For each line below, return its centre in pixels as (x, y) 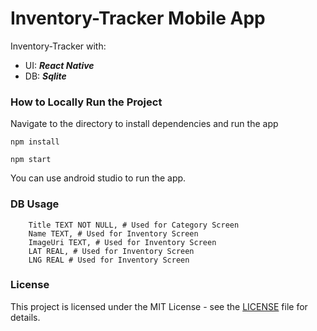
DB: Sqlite (45, 76)
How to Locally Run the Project (86, 102)
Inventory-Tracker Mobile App (138, 18)
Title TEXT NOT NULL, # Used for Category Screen (134, 225)
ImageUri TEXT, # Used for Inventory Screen (122, 242)
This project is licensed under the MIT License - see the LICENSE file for (159, 306)
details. (25, 317)
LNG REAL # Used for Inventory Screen (109, 260)
